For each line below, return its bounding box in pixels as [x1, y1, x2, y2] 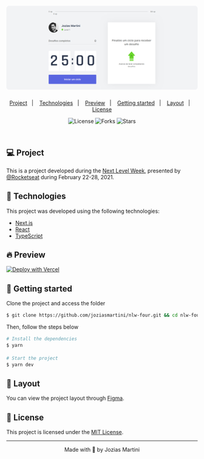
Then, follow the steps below [6, 323, 79, 331]
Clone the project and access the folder [6, 300, 106, 307]
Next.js [15, 219, 33, 226]
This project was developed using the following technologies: [6, 207, 160, 215]
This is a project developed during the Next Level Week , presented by [6, 167, 181, 174]
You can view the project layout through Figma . [6, 394, 124, 402]
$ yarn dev [6, 361, 34, 368]
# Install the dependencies [6, 336, 78, 342]
